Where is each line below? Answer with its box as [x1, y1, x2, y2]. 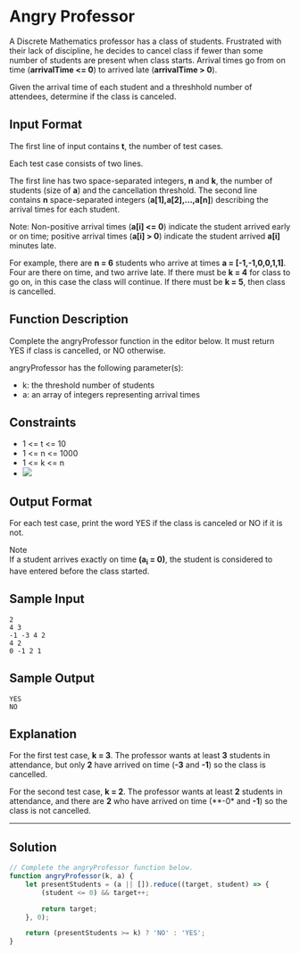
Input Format [9, 117, 83, 132]
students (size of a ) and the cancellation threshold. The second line [9, 185, 257, 196]
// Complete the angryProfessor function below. [9, 864, 194, 873]
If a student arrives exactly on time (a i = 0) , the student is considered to [9, 554, 273, 566]
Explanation [9, 726, 78, 741]
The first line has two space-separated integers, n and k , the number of [9, 175, 273, 186]
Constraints [9, 414, 77, 430]
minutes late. [9, 239, 57, 251]
